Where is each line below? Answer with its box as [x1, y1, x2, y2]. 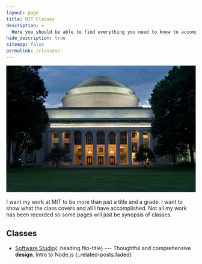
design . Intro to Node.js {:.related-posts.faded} [14, 251, 132, 258]
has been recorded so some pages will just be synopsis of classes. [6, 211, 173, 218]
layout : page [6, 10, 39, 16]
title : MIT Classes [6, 16, 55, 22]
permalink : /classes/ [6, 48, 61, 54]
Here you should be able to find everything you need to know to [11, 29, 179, 35]
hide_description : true [6, 35, 66, 42]
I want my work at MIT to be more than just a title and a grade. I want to [6, 198, 183, 205]
